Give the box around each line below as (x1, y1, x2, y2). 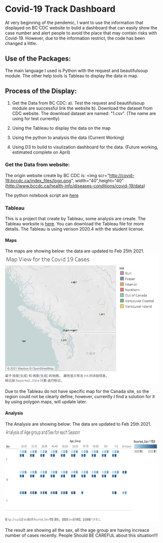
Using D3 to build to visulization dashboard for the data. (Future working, (12, 144, 159, 150)
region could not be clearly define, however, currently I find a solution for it (5, 394, 155, 400)
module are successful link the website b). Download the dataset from (12, 105, 153, 111)
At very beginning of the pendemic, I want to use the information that (5, 20, 144, 25)
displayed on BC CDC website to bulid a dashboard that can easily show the (5, 24, 158, 30)
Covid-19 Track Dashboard (5, 3, 116, 15)
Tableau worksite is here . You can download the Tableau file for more (5, 221, 145, 227)
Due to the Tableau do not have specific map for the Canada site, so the (5, 388, 149, 394)
